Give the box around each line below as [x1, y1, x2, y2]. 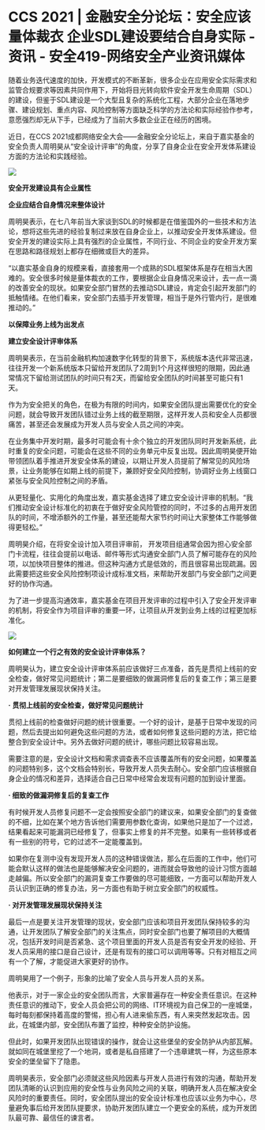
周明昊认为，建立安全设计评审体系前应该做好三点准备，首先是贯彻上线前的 [8, 663, 250, 673]
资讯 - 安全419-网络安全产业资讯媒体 [8, 47, 245, 66]
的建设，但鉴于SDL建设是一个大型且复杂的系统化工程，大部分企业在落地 [8, 95, 243, 104]
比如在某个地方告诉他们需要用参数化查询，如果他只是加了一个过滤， [35, 817, 257, 826]
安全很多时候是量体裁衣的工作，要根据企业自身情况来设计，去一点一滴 [28, 273, 257, 282]
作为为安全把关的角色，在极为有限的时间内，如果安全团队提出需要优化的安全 [8, 400, 257, 409]
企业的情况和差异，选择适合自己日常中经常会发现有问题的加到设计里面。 [14, 773, 250, 783]
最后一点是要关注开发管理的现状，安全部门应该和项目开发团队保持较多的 [8, 916, 243, 927]
